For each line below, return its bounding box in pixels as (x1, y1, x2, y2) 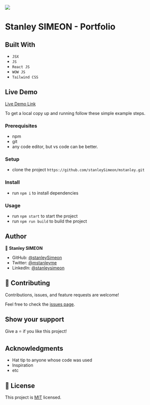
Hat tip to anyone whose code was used (12, 357, 92, 363)
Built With (5, 40, 35, 49)
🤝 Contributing (5, 279, 50, 287)
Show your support (5, 315, 64, 324)
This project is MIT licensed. (5, 394, 61, 400)
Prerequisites (5, 122, 37, 129)
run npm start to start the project (12, 213, 78, 219)
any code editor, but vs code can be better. (12, 144, 98, 150)
